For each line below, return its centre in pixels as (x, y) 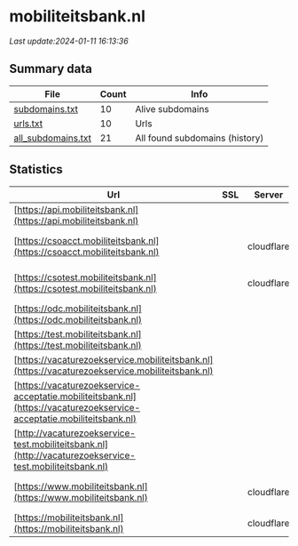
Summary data (51, 69)
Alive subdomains (173, 108)
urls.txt (28, 124)
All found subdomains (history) (200, 138)
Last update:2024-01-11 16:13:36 (69, 41)
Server (269, 195)
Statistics (36, 169)
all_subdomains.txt (52, 138)
